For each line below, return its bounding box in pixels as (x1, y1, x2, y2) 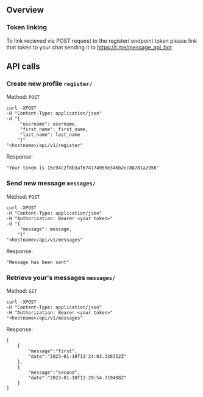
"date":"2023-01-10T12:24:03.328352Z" (28, 353, 127, 359)
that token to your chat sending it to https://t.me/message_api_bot (6, 43, 173, 51)
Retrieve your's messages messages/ (6, 273, 116, 282)
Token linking (6, 23, 48, 32)
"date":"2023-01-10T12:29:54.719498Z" (28, 374, 127, 381)
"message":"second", (28, 369, 80, 376)
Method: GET (6, 287, 38, 295)
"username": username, (20, 121, 78, 127)
